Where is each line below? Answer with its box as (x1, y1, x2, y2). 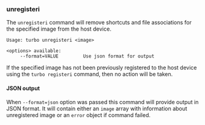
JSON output (6, 85, 40, 92)
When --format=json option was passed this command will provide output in (6, 98, 199, 105)
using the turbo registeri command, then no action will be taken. (6, 70, 173, 78)
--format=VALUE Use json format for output (20, 53, 155, 59)
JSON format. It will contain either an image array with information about (6, 105, 188, 112)
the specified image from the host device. (6, 25, 112, 32)
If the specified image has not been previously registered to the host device (6, 64, 197, 72)
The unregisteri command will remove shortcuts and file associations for (6, 19, 192, 26)
